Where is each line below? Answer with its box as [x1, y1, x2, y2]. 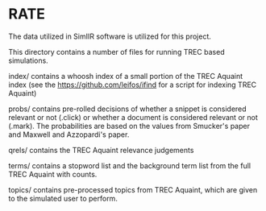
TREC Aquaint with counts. [8, 169, 98, 179]
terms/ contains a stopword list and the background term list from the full [8, 160, 251, 170]
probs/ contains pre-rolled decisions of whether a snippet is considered [8, 104, 247, 114]
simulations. [8, 56, 48, 65]
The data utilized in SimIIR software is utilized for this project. [8, 31, 212, 41]
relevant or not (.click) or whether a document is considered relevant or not [8, 112, 258, 122]
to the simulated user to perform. [8, 193, 118, 203]
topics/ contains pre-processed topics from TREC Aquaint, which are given [8, 184, 258, 194]
